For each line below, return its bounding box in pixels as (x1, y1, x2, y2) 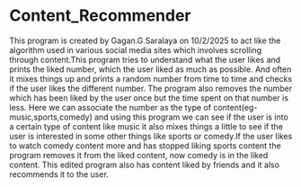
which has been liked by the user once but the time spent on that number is (9, 92, 289, 103)
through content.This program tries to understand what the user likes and (9, 54, 281, 65)
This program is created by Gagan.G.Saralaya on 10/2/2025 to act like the (9, 35, 281, 46)
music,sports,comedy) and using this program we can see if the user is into (9, 111, 289, 122)
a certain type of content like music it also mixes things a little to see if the (9, 120, 284, 131)
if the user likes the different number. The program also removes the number (9, 83, 293, 93)
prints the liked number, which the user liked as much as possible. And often (9, 64, 292, 75)
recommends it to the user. (9, 168, 110, 180)
